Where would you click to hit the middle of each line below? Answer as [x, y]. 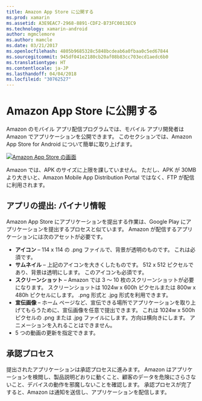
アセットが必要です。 [80, 236]
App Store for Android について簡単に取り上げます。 [71, 144]
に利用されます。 [27, 185]
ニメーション [31, 325]
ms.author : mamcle [29, 40]
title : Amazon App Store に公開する [50, 12]
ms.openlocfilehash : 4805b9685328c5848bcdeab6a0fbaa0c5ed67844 [87, 51]
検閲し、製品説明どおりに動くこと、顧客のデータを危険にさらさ [112, 377]
